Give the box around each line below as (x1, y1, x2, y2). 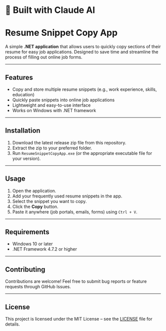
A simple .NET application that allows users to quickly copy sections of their (5, 44, 161, 50)
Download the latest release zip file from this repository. (12, 139, 126, 145)
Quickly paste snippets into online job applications (12, 97, 115, 103)
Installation (5, 127, 41, 135)
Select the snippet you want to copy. (12, 198, 87, 204)
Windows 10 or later (12, 241, 53, 247)
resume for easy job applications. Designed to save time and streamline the (5, 49, 159, 55)
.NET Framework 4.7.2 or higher (12, 246, 78, 252)
